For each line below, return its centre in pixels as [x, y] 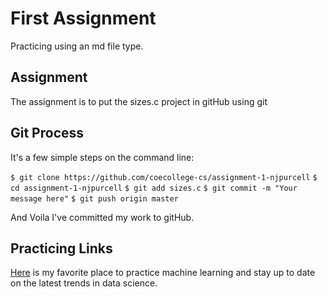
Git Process [47, 133]
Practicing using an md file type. [77, 46]
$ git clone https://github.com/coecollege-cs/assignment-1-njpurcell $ [164, 177]
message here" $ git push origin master [94, 198]
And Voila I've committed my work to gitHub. [102, 217]
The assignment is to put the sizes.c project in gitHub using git [139, 101]
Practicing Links [61, 248]
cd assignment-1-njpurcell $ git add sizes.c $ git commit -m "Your [154, 188]
